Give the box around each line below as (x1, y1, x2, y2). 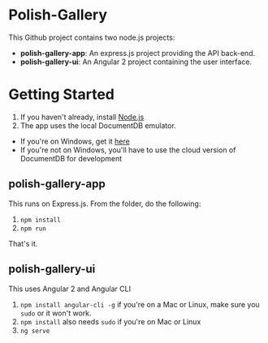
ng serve (19, 327, 50, 335)
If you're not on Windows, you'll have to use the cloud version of (19, 144, 236, 155)
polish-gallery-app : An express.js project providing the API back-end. (19, 48, 256, 58)
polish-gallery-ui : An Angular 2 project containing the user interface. (19, 57, 253, 66)
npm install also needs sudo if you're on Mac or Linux (19, 316, 201, 326)
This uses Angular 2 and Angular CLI (8, 284, 132, 294)
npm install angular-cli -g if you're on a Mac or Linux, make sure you (19, 299, 260, 309)
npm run (19, 225, 46, 233)
